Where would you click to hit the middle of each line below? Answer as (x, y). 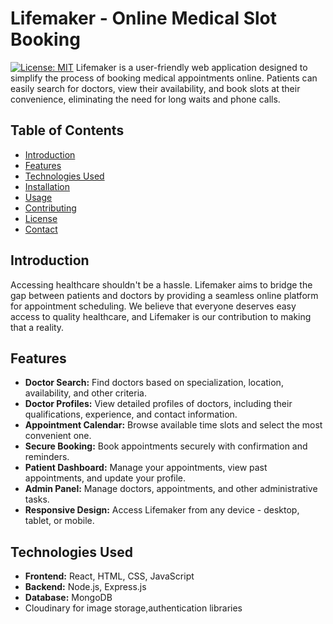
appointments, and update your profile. (105, 478)
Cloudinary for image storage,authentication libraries (133, 608)
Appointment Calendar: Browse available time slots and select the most (173, 425)
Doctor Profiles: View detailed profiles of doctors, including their (158, 404)
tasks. (37, 499)
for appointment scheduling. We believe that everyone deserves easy (153, 306)
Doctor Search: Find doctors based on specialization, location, (154, 383)
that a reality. (37, 327)
